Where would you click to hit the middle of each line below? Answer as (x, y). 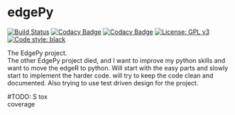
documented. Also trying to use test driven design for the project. (103, 83)
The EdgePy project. (37, 53)
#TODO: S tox (28, 97)
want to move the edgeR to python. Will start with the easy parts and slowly (118, 68)
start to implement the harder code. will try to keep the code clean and (110, 75)
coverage (21, 104)
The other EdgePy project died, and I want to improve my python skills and (116, 60)
